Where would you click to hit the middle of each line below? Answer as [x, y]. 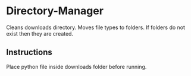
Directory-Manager [55, 11]
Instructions [29, 53]
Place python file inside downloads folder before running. [76, 66]
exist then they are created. [40, 33]
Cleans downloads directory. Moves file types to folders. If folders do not [96, 27]
